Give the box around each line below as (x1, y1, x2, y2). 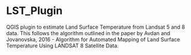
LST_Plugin (6, 4, 63, 18)
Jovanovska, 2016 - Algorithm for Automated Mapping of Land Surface (6, 36, 180, 43)
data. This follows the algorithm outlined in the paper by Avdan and (6, 29, 171, 36)
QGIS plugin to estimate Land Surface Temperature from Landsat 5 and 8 (6, 23, 186, 30)
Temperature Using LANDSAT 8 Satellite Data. (6, 42, 119, 49)
